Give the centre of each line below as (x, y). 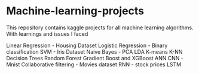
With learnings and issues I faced (47, 33)
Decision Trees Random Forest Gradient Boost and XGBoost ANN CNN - (95, 58)
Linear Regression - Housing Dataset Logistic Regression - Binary (87, 45)
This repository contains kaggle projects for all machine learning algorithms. (100, 27)
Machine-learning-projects (75, 11)
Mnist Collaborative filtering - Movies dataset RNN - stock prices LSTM (94, 64)
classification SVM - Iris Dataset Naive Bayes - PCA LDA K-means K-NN (94, 51)
